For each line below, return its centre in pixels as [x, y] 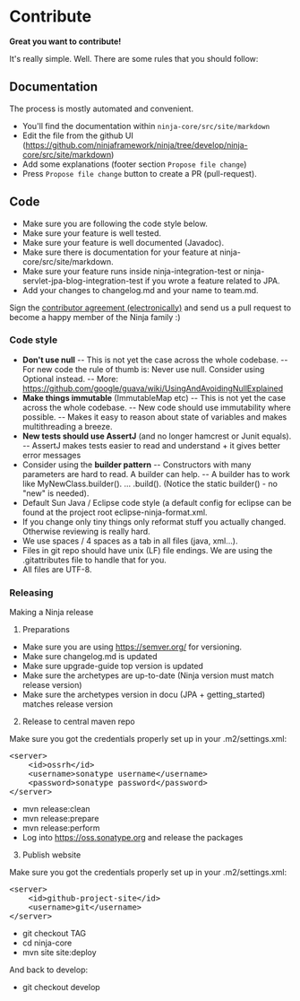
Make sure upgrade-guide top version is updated [113, 666]
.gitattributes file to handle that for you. [94, 560]
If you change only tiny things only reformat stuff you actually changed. [154, 521]
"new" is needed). [56, 493]
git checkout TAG [54, 934]
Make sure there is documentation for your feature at [120, 252]
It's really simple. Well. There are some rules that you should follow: [134, 58]
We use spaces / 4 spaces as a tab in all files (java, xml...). [130, 541]
